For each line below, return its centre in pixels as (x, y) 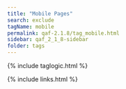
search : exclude (31, 20)
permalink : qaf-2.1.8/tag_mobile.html (63, 33)
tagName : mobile (31, 26)
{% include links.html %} (42, 79)
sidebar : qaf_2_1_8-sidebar (48, 40)
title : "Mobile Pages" (40, 14)
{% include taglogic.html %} (48, 66)
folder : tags (26, 46)
